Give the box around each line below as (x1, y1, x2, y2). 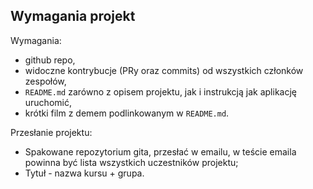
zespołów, (24, 75, 67, 87)
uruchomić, (24, 96, 72, 108)
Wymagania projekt (10, 8, 136, 25)
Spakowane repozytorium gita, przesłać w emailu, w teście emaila (24, 145, 297, 158)
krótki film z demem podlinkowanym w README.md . (24, 107, 230, 119)
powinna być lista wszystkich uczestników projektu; (24, 156, 239, 168)
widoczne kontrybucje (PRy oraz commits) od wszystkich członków (24, 64, 304, 76)
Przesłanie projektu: (10, 126, 93, 138)
